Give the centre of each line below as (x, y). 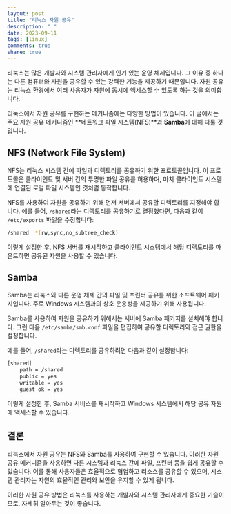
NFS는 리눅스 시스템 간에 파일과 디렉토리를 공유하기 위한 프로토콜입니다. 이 (108, 170)
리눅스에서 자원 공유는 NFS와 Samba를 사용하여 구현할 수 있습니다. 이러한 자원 (113, 454)
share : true (24, 53)
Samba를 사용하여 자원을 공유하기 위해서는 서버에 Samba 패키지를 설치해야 (109, 318)
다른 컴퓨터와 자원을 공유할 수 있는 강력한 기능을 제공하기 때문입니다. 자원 (113, 81)
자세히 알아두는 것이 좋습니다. (61, 503)
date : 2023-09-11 (32, 33)
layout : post (26, 13)
